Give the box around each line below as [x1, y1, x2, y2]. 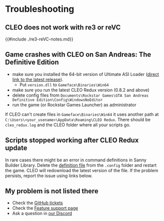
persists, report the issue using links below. [5, 173, 93, 179]
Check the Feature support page [12, 205, 79, 211]
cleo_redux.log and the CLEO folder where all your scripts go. [5, 122, 131, 128]
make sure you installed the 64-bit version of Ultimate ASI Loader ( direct [12, 71, 159, 77]
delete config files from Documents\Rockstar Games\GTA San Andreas [12, 92, 149, 98]
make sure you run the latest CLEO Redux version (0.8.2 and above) [12, 87, 150, 93]
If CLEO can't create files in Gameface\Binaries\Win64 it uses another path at [5, 111, 159, 117]
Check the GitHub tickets [12, 200, 63, 206]
